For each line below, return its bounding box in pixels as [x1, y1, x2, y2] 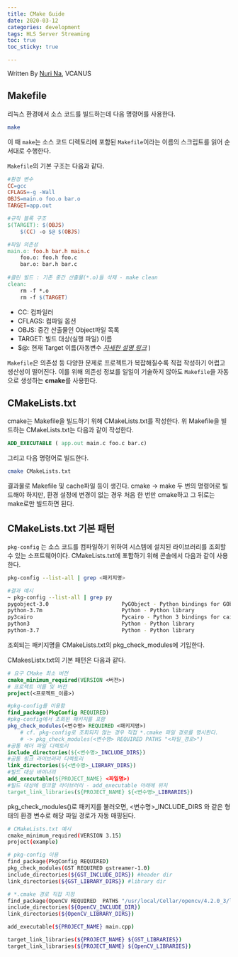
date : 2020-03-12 [7, 17, 59, 24]
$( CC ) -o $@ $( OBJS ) [20, 228, 81, 235]
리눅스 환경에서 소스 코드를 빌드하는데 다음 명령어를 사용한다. [7, 109, 176, 118]
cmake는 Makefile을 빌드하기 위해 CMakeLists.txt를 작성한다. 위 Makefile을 [7, 417, 220, 425]
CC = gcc [7, 182, 27, 189]
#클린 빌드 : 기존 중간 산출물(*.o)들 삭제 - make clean [7, 274, 158, 282]
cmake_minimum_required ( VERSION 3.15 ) [7, 832, 122, 839]
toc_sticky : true [7, 43, 59, 50]
